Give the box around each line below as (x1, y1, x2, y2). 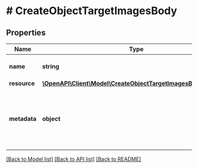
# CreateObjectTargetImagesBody (6, 4, 177, 18)
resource (9, 80, 35, 87)
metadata (9, 115, 37, 123)
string (42, 62, 60, 70)
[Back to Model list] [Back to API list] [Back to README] (6, 156, 141, 163)
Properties (6, 28, 46, 38)
